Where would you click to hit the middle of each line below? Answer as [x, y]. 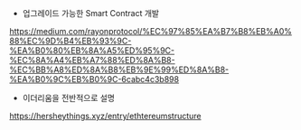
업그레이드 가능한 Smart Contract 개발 [91, 13]
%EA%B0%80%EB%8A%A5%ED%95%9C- [92, 51]
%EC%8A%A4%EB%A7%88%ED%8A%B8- [92, 60]
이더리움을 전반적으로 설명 [69, 98]
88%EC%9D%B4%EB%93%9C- [71, 41]
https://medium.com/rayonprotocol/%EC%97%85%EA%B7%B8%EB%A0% [150, 31]
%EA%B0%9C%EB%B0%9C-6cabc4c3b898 [94, 79]
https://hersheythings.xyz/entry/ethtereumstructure [105, 116]
